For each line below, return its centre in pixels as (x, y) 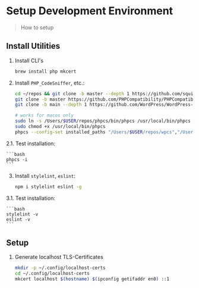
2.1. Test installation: (31, 143)
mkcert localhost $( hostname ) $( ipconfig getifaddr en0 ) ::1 (92, 279)
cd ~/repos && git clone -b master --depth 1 (72, 93)
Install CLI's (29, 60)
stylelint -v (22, 214)
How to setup (37, 27)
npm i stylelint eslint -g (48, 187)
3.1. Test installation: (31, 198)
